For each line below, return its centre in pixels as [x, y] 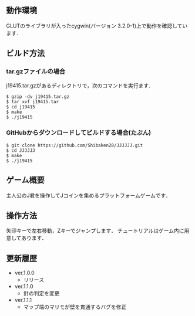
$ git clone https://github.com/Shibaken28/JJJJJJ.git [75, 145]
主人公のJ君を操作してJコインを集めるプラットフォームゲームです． [89, 195]
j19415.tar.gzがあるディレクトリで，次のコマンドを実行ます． [80, 85]
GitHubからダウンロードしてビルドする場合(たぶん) [79, 132]
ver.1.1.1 [23, 300]
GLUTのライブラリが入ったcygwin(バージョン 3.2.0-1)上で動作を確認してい [97, 26]
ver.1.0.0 [25, 273]
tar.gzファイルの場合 [36, 72]
